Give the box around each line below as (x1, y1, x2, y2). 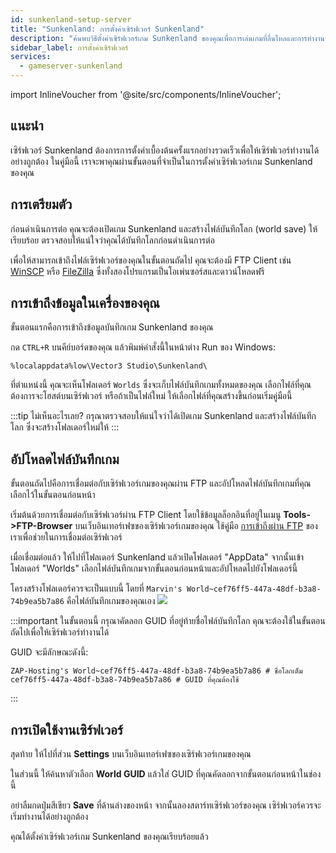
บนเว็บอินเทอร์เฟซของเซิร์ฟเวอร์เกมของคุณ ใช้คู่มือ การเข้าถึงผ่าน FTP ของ (74, 520, 318, 532)
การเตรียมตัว (10, 196, 73, 213)
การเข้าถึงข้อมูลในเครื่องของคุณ (10, 295, 160, 312)
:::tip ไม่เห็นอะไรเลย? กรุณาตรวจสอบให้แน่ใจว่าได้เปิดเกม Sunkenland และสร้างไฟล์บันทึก (10, 410, 317, 422)
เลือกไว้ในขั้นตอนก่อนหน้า (10, 489, 96, 501)
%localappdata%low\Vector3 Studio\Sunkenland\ (10, 361, 208, 371)
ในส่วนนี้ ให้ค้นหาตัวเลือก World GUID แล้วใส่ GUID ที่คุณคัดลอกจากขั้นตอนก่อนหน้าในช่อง (10, 768, 322, 780)
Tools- (283, 509, 311, 521)
